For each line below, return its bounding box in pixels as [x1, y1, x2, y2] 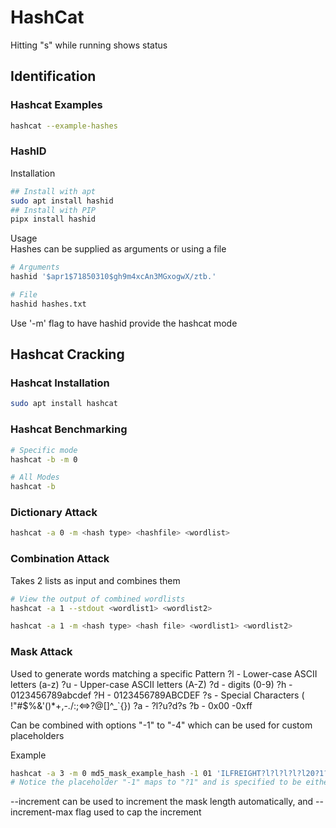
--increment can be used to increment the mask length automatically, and [10, 796, 314, 808]
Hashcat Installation [10, 376, 110, 390]
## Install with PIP [10, 205, 97, 215]
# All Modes [10, 472, 60, 483]
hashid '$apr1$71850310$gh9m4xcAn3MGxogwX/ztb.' [10, 272, 217, 282]
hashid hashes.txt [10, 299, 87, 309]
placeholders [10, 729, 65, 741]
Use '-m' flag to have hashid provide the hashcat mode [10, 317, 238, 329]
